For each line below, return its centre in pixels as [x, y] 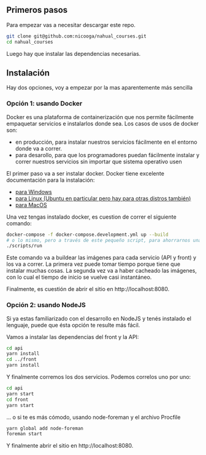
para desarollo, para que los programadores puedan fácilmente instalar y [107, 155]
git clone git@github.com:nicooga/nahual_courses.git [77, 36]
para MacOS [31, 204]
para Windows [33, 192]
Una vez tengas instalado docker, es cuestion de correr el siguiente [91, 217]
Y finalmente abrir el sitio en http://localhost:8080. [70, 446]
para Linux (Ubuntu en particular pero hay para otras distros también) [103, 198]
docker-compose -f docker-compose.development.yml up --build [87, 235]
